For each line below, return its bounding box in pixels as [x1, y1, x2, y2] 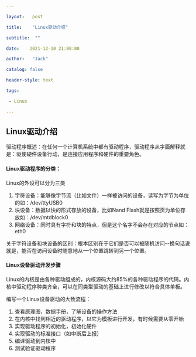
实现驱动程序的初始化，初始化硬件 [14, 322, 97, 329]
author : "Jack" [6, 56, 49, 62]
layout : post [6, 13, 43, 19]
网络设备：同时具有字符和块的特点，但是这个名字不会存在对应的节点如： [14, 221, 189, 228]
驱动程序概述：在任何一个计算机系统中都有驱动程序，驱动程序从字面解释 [6, 143, 180, 150]
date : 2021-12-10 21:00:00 [6, 45, 80, 52]
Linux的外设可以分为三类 [6, 179, 66, 186]
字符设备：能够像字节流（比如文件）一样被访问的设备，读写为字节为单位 [14, 192, 189, 199]
